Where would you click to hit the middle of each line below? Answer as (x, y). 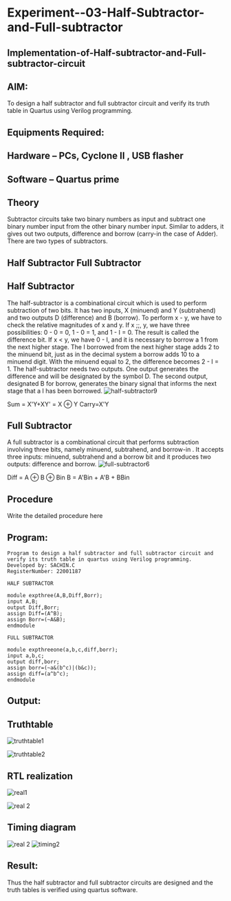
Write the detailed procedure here (55, 516)
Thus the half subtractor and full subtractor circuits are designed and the (110, 882)
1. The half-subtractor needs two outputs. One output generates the (103, 369)
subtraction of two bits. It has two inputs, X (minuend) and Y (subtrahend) (112, 310)
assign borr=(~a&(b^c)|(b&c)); (52, 668)
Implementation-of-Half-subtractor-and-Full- (107, 53)
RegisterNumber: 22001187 (44, 572)
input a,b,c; (26, 656)
